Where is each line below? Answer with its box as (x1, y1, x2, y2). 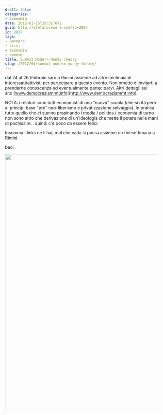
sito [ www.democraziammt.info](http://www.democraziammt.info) (5, 90, 137, 96)
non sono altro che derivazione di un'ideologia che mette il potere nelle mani (5, 115, 158, 121)
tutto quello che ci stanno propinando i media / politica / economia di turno (5, 110, 154, 116)
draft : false (5, 7, 32, 12)
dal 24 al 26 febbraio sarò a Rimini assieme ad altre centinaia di (5, 75, 132, 81)
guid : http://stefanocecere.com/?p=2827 (5, 25, 88, 30)
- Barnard (5, 39, 25, 44)
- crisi (5, 43, 21, 48)
